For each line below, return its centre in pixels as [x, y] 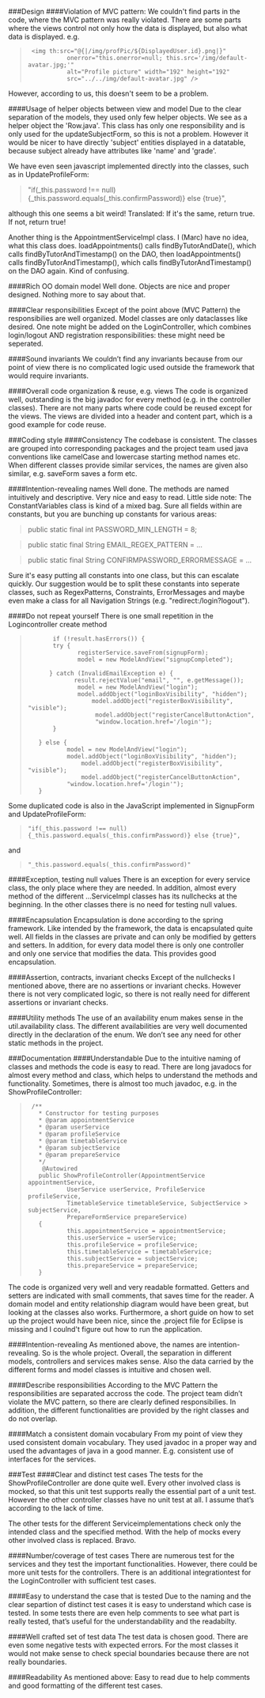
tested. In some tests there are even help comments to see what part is [124, 1613]
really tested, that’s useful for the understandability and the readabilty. [123, 1621]
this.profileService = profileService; [132, 1245]
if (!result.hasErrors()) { [99, 639]
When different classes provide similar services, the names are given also [128, 465]
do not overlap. [33, 1418]
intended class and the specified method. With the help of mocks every [125, 1532]
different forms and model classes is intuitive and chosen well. [110, 1370]
